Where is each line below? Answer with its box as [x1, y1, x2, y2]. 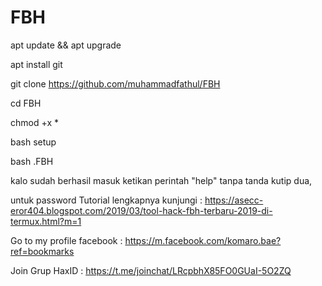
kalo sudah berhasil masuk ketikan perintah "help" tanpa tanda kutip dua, [10, 174, 313, 186]
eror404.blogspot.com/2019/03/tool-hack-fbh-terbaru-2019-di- [10, 204, 273, 216]
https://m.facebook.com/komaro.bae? [124, 234, 282, 246]
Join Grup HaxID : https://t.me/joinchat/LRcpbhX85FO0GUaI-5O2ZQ [10, 264, 292, 276]
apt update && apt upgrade [10, 39, 122, 51]
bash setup [10, 136, 57, 148]
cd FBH [10, 97, 42, 109]
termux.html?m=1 [10, 215, 82, 227]
